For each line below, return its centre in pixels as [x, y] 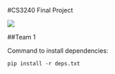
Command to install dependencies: [58, 51]
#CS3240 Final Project [40, 10]
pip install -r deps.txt [44, 63]
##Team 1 [22, 37]
